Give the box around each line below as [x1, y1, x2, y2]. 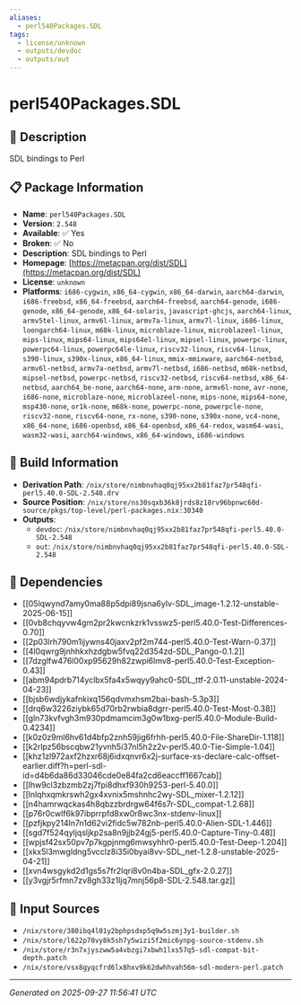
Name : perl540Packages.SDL [21, 208, 126, 219]
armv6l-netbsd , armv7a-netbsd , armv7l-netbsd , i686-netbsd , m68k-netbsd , [21, 362, 288, 373]
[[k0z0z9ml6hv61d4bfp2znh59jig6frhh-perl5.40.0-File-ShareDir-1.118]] [21, 732, 285, 743]
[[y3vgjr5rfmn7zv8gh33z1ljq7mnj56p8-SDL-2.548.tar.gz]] [21, 875, 236, 886]
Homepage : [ [21, 257, 73, 268]
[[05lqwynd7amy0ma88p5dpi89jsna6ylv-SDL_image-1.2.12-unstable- [21, 598, 279, 609]
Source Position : [21, 496, 85, 507]
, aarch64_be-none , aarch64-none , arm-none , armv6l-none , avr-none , [46, 381, 288, 392]
